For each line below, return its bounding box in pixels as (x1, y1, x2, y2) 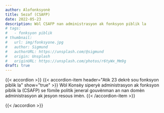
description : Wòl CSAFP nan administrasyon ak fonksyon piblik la (5, 21, 146, 26)
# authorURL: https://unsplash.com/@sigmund (5, 49, 104, 54)
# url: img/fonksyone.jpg (5, 40, 64, 45)
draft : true (5, 63, 30, 68)
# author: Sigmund (5, 44, 48, 49)
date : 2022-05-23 (5, 16, 41, 21)
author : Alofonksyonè (5, 7, 50, 12)
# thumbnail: (5, 35, 32, 40)
